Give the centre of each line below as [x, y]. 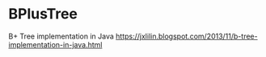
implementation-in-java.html [55, 44]
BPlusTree [43, 14]
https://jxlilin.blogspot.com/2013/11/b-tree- [187, 36]
